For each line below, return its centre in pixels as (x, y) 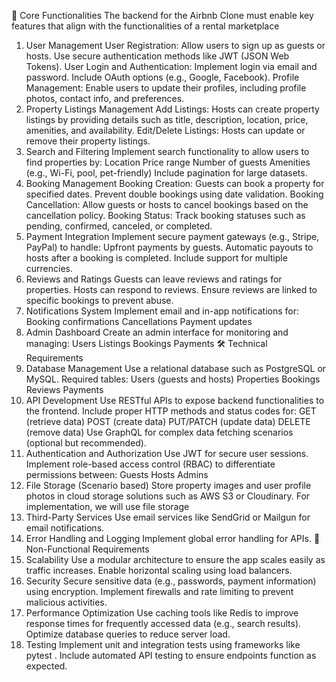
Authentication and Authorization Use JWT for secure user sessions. (167, 453)
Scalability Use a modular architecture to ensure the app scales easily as (175, 559)
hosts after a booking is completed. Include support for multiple (156, 258)
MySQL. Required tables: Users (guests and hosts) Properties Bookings (173, 379)
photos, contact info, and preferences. (105, 98)
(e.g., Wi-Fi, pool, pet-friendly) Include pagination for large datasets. (166, 173)
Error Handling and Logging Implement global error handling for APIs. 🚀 (173, 538)
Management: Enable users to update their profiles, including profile (166, 88)
